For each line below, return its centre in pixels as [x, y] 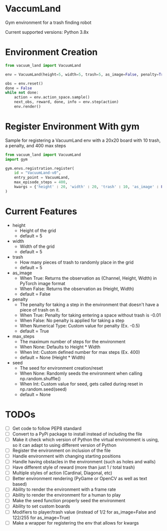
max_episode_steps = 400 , [41, 182]
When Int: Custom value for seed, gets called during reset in [81, 384]
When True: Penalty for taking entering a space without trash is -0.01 [90, 315]
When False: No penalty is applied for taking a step [72, 320]
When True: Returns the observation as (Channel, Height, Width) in [88, 278]
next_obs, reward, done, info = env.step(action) [67, 102]
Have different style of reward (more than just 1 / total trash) [74, 467]
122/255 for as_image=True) [41, 518]
